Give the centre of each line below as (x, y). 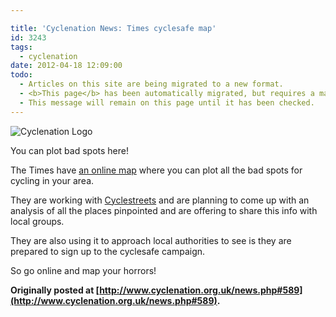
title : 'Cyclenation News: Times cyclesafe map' (113, 28)
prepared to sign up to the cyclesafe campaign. (108, 251)
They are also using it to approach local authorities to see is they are (151, 240)
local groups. (37, 221)
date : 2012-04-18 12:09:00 (66, 66)
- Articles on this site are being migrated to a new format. (151, 84)
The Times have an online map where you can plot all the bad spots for (156, 170)
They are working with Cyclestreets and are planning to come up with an (160, 200)
